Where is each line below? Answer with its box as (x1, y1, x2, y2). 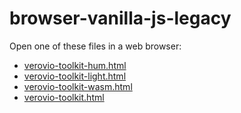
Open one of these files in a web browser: (9, 40, 182, 52)
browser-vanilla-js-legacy (9, 7, 232, 30)
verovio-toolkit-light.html (23, 70, 127, 82)
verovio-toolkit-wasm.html (23, 80, 133, 92)
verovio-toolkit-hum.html (23, 59, 127, 71)
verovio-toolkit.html (23, 91, 105, 103)
